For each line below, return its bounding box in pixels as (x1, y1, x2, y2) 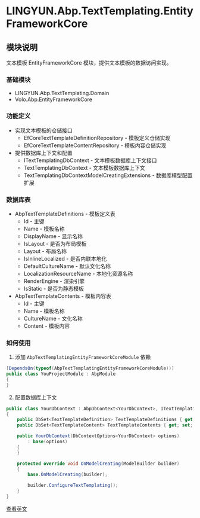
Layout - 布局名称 (23, 247, 67, 255)
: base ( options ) (27, 438, 68, 445)
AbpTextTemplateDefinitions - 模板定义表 (14, 210, 115, 217)
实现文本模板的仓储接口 (14, 127, 73, 134)
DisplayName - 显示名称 (23, 232, 83, 240)
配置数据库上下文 (14, 394, 57, 401)
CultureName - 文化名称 (23, 315, 83, 322)
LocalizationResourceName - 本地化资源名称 (23, 270, 133, 277)
